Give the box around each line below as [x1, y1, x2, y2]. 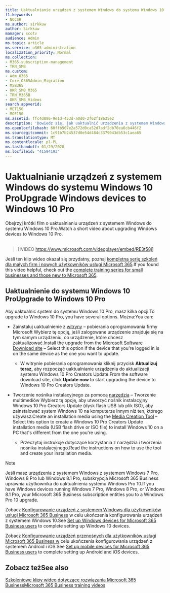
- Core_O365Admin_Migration [5, 78, 65, 83]
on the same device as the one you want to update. [12, 350, 120, 356]
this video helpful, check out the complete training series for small [5, 267, 143, 273]
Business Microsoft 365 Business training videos [5, 582, 106, 588]
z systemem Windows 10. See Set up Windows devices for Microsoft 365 [5, 517, 157, 523]
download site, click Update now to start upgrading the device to [20, 376, 156, 382]
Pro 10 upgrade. [5, 497, 39, 503]
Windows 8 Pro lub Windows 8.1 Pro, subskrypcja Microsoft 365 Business [5, 475, 159, 481]
